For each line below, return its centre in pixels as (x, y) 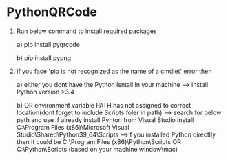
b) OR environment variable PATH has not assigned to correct (104, 105)
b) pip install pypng (44, 58)
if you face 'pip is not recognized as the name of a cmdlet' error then (114, 71)
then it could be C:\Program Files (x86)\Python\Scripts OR (99, 141)
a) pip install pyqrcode (48, 44)
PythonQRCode (52, 12)
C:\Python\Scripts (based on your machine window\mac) (97, 149)
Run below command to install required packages (86, 31)
